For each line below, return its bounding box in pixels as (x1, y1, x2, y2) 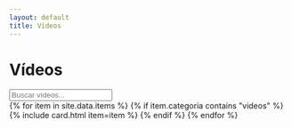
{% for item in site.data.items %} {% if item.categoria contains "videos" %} (9, 100, 284, 111)
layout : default (9, 12, 69, 22)
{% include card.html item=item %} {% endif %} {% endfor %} (9, 110, 239, 121)
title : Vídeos (9, 21, 62, 30)
